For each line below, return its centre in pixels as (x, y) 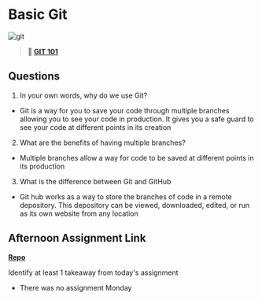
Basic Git (38, 15)
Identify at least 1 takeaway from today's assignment (93, 272)
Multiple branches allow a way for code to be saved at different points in (137, 157)
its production (42, 166)
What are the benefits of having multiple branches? (103, 143)
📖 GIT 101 (42, 51)
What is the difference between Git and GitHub (95, 181)
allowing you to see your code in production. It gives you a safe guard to (137, 119)
